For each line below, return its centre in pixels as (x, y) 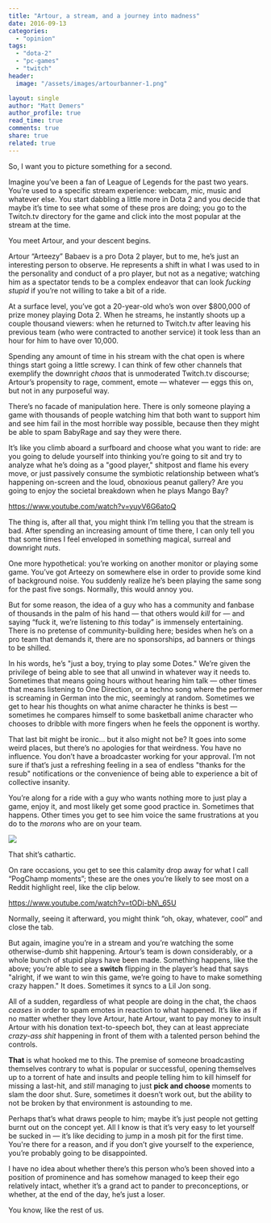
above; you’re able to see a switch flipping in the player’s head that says (129, 968)
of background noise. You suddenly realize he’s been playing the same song (135, 580)
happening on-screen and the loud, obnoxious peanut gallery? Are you (126, 482)
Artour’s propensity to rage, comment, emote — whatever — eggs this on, (131, 382)
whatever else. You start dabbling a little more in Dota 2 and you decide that (134, 199)
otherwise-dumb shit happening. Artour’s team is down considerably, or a (131, 951)
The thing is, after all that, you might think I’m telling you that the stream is (131, 521)
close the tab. (31, 927)
